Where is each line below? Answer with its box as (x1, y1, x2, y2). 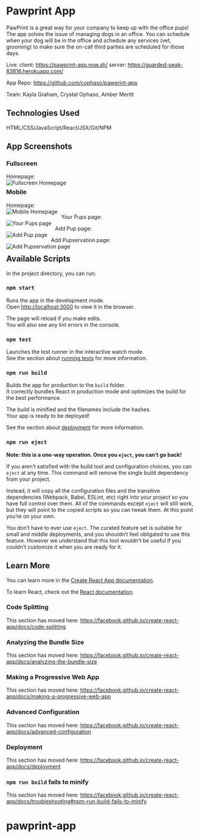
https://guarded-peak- (127, 61, 183, 68)
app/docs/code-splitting (6, 623, 66, 630)
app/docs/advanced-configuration (6, 728, 91, 735)
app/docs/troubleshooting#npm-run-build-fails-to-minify (6, 798, 147, 805)
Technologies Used (6, 108, 79, 118)
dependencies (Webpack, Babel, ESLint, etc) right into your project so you (6, 493, 189, 501)
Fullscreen (6, 159, 38, 168)
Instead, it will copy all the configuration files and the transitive (6, 487, 160, 494)
